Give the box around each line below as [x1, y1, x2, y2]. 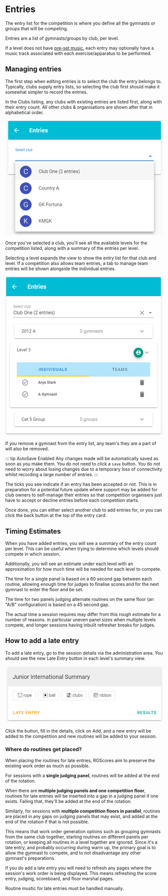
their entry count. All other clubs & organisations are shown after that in [5, 104, 153, 110]
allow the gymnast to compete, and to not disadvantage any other [5, 850, 141, 856]
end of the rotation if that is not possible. [5, 819, 89, 825]
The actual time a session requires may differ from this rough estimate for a [5, 611, 161, 617]
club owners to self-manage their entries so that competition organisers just [5, 492, 162, 498]
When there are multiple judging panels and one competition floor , [5, 787, 146, 793]
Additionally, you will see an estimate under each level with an [5, 561, 133, 567]
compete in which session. [5, 551, 61, 557]
